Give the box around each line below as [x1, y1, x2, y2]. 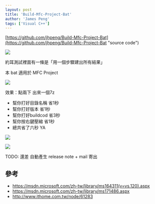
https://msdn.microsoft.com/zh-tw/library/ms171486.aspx [12, 188, 130, 194]
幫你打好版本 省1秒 [12, 106, 51, 112]
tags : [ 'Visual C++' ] [5, 21, 50, 26]
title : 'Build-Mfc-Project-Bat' [5, 12, 72, 17]
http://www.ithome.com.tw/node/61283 [12, 194, 93, 200]
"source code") [107, 40, 139, 46]
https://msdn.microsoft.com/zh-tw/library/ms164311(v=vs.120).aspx [12, 183, 150, 189]
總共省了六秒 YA [12, 124, 46, 131]
